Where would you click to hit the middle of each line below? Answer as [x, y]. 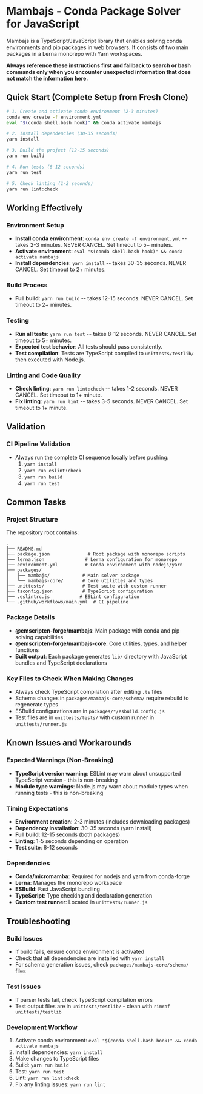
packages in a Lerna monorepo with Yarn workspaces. [74, 53]
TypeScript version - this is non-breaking [66, 780]
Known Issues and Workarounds [69, 743]
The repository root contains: [43, 532]
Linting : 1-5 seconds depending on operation [72, 841]
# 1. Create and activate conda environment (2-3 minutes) [82, 111]
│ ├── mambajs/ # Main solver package [73, 576]
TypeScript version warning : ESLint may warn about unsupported [98, 773]
